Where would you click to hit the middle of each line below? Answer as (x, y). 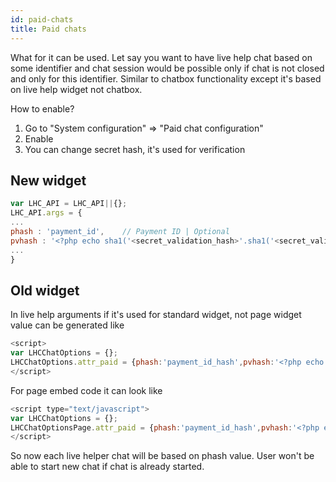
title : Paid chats (48, 29)
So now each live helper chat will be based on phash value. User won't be (162, 456)
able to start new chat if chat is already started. (107, 467)
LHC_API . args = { (46, 213)
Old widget (45, 290)
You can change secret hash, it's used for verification (135, 149)
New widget (48, 180)
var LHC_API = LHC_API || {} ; (69, 204)
